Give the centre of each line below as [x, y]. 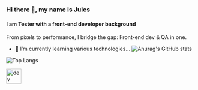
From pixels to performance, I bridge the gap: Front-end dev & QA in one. [97, 37]
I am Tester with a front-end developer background [71, 24]
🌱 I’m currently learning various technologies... [73, 49]
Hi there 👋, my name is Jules [48, 10]
